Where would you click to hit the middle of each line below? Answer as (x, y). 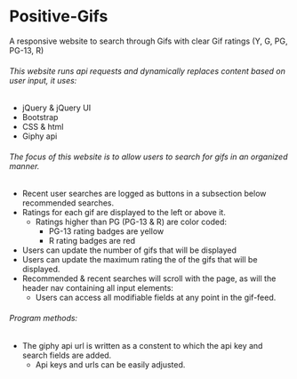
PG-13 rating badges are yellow (106, 231)
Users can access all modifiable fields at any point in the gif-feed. (156, 298)
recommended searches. (68, 203)
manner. (24, 165)
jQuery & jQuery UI (56, 108)
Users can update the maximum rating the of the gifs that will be (140, 260)
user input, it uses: (43, 80)
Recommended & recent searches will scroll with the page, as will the (149, 278)
